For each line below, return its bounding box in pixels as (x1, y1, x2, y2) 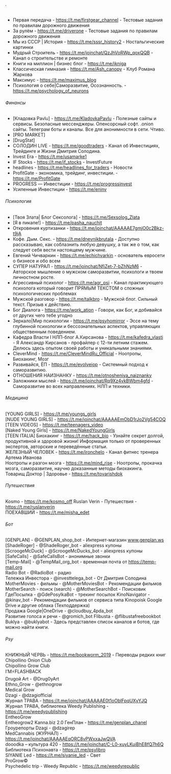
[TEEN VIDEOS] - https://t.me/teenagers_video (5, 421, 104, 428)
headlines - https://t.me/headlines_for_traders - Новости (12, 164, 133, 171)
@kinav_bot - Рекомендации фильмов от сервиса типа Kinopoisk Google (5, 597, 162, 603)
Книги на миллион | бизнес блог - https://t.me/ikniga (12, 61, 127, 67)
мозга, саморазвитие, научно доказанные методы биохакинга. (5, 465, 143, 471)
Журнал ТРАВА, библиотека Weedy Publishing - (5, 703, 109, 709)
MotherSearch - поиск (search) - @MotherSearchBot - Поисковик (5, 586, 146, 592)
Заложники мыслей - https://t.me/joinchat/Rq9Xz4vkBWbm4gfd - (12, 377, 154, 384)
